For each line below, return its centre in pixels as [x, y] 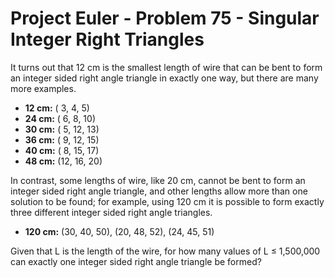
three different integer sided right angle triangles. [111, 212]
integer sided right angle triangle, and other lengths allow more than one [159, 191]
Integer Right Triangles [107, 39]
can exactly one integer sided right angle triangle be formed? [136, 261]
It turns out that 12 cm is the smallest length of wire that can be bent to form [166, 67]
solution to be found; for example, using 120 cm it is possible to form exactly [167, 201]
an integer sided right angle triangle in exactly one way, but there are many [164, 78]
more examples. [43, 88]
